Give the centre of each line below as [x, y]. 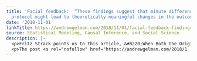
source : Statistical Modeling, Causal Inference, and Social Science [93, 33]
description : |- [26, 38]
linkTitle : [19, 28]
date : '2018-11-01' [30, 22]
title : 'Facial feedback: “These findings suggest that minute [86, 11]
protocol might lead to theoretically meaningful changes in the [93, 17]
